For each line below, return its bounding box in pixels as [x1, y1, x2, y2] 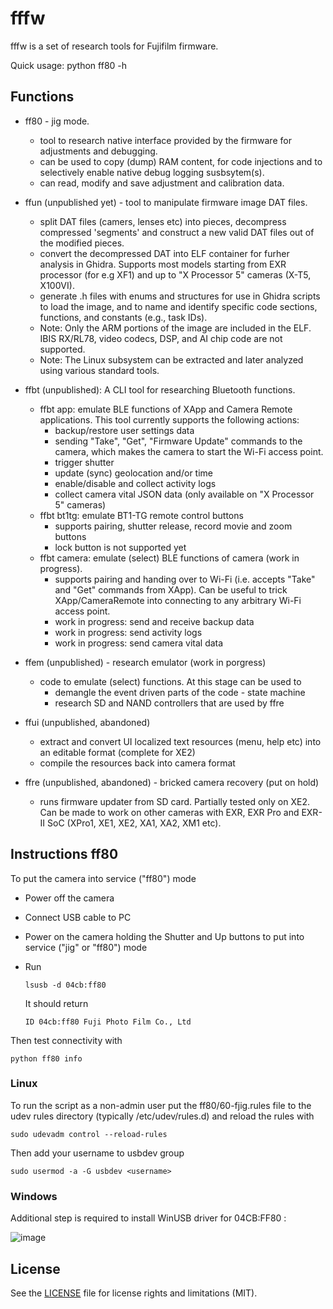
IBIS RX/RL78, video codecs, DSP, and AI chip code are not [39, 332, 283, 344]
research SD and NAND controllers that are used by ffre [54, 697, 285, 709]
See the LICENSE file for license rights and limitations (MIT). [10, 1287, 258, 1299]
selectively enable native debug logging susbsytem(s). [39, 166, 265, 178]
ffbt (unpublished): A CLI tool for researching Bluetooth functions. [24, 383, 296, 396]
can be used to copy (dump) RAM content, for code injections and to [39, 155, 323, 167]
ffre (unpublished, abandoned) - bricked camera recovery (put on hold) [24, 776, 320, 788]
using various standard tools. [39, 364, 160, 376]
